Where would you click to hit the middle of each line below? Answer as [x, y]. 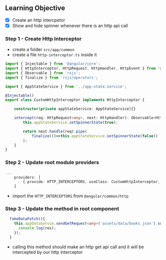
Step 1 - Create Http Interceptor [43, 39]
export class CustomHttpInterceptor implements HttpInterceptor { [75, 100]
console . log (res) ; [37, 228]
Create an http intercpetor [39, 20]
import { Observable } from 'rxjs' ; [43, 73]
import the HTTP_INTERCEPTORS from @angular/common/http [70, 196]
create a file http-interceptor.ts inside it [55, 55]
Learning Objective [35, 8]
